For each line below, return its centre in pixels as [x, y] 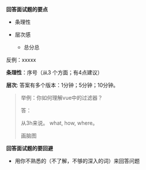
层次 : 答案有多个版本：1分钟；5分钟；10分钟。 [62, 85]
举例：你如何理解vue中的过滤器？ [62, 98]
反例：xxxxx [21, 60]
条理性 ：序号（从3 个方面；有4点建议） [54, 73]
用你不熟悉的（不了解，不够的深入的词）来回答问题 [77, 161]
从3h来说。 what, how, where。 [59, 123]
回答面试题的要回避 [30, 148]
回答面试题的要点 [27, 9]
